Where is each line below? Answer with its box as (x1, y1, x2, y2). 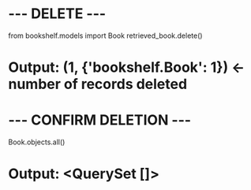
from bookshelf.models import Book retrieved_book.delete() (8, 31, 203, 40)
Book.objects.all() (8, 137, 66, 147)
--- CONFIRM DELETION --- (8, 111, 192, 129)
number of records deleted (8, 76, 188, 93)
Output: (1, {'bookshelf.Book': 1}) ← (8, 58, 245, 76)
